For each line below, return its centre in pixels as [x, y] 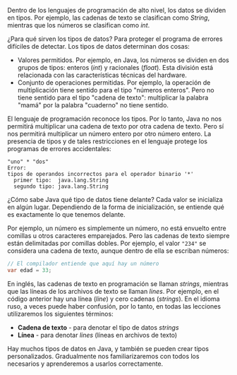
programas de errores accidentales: [59, 149]
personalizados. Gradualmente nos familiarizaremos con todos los [103, 356]
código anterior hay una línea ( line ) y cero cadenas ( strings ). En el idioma [114, 299]
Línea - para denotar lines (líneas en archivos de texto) [97, 335]
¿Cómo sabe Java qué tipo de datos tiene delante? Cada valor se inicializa [115, 200]
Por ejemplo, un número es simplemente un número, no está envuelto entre [117, 228]
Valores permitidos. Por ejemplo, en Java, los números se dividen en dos [123, 60]
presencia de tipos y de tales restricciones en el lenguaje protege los [108, 141]
